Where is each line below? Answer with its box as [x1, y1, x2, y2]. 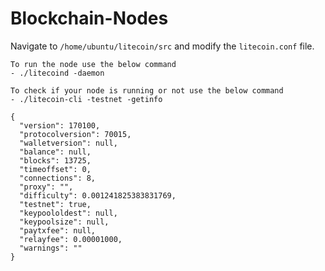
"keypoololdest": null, [19, 208, 118, 218]
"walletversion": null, [19, 138, 118, 148]
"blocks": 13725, [19, 155, 92, 166]
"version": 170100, [19, 120, 101, 131]
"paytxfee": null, [19, 225, 97, 236]
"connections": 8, [19, 173, 97, 183]
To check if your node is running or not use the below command [10, 85, 284, 96]
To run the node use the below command [10, 59, 177, 69]
